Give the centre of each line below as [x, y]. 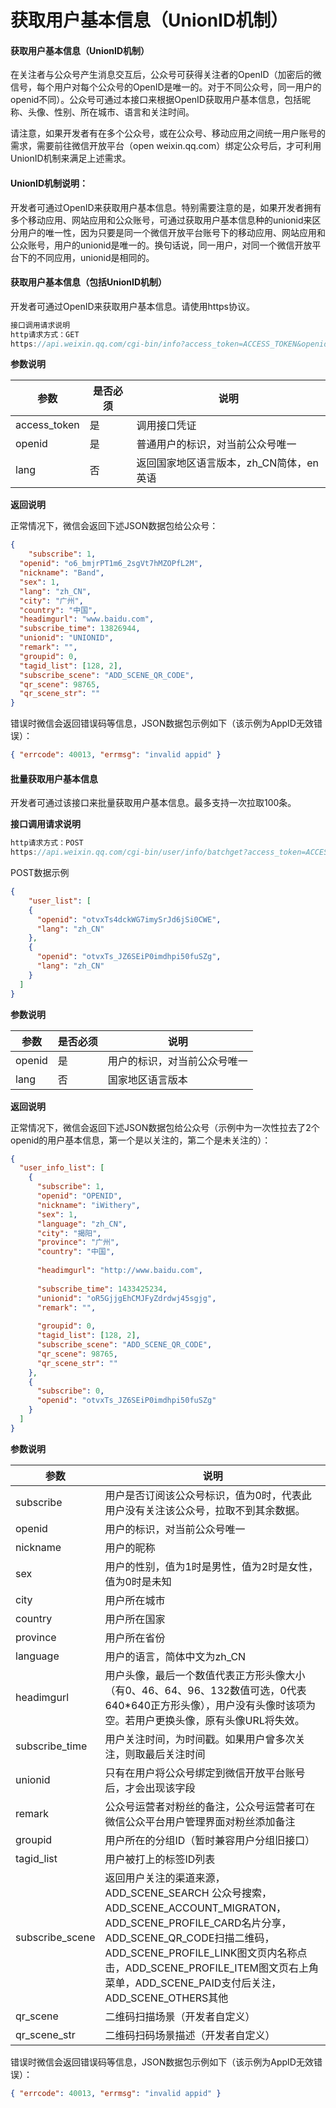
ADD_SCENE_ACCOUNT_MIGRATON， [195, 1908]
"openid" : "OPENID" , [79, 1196]
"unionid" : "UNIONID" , [66, 638]
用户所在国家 [135, 1619]
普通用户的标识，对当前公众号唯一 [216, 444]
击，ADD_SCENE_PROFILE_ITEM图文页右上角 [212, 1968]
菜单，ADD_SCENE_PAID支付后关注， [193, 1983]
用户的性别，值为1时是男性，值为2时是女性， [211, 1566]
